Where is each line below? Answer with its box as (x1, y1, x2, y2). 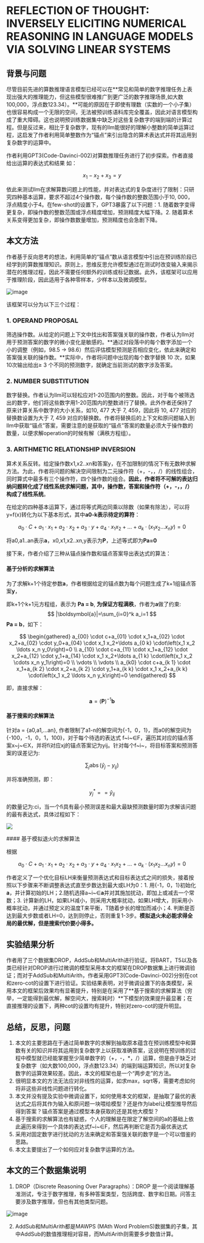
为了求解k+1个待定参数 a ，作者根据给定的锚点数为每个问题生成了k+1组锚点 (6, 579, 191, 587)
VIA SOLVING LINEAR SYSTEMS (6, 43, 171, 57)
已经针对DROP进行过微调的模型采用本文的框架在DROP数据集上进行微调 (11, 964, 190, 972)
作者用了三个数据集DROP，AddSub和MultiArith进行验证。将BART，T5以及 (6, 957, 192, 964)
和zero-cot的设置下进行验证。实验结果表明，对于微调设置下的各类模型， (6, 979, 188, 987)
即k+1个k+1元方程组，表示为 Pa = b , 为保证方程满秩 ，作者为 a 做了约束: (6, 600, 182, 607)
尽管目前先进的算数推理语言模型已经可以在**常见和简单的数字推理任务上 (6, 86, 188, 93)
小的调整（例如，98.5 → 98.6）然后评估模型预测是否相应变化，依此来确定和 (6, 345, 196, 353)
